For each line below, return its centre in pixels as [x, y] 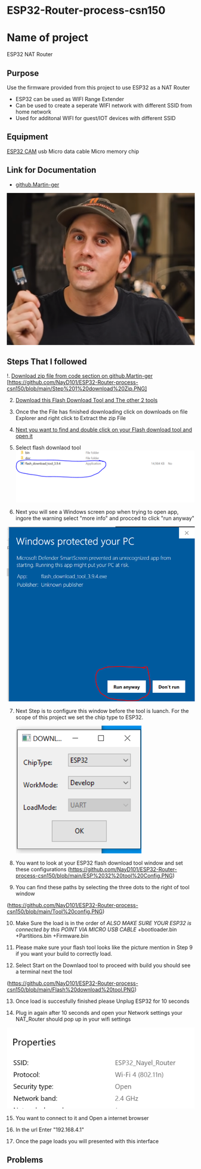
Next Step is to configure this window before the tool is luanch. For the [102, 711]
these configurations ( [43, 869]
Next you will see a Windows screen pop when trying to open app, [97, 512]
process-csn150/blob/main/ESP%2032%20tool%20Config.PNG [94, 876]
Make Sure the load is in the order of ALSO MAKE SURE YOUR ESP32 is [103, 923]
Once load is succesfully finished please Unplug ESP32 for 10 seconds [102, 1001]
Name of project [47, 38]
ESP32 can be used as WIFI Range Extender [70, 99]
